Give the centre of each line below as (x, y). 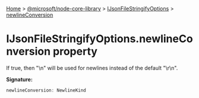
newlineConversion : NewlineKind (46, 90)
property (75, 51)
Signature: (19, 79)
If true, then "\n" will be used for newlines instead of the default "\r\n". (92, 68)
